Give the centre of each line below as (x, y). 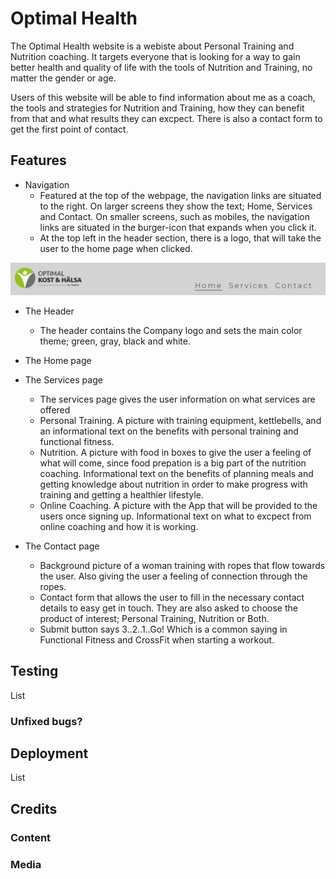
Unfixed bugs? (46, 721)
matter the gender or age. (63, 78)
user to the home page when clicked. (116, 248)
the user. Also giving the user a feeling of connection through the (173, 576)
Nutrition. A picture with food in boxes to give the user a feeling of (175, 452)
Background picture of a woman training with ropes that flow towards (182, 565)
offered (55, 409)
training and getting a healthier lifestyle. (121, 494)
